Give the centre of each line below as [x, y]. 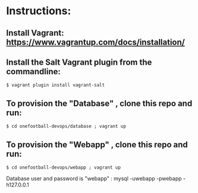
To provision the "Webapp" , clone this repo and [97, 145]
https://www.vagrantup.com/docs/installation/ [96, 42]
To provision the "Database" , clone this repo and [99, 103]
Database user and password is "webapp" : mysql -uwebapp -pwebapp [94, 179]
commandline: [34, 72]
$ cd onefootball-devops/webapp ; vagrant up [63, 167]
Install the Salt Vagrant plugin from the [79, 62]
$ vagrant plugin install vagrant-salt [56, 85]
